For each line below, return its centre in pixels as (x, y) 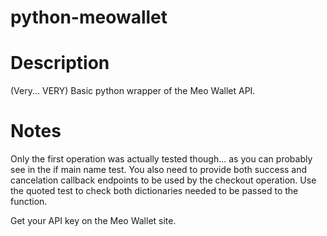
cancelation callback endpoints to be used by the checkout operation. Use (163, 180)
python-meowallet (89, 17)
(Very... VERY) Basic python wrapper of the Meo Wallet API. (133, 91)
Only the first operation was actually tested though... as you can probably (161, 159)
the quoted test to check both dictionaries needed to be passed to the (154, 191)
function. (29, 202)
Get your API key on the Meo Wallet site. (93, 221)
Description (60, 63)
